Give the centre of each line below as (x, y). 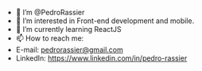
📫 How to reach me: (50, 38)
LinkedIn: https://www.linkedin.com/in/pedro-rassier (101, 58)
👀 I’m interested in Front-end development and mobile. (105, 21)
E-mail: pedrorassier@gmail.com (69, 49)
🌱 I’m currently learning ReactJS (68, 29)
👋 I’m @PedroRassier (50, 12)
